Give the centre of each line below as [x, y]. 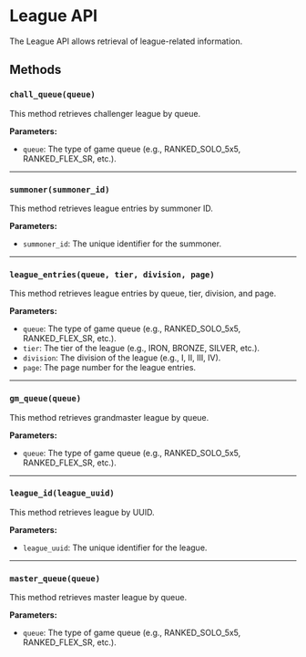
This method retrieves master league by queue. [98, 598]
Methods [36, 70]
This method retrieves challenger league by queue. [105, 113]
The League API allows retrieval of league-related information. [126, 41]
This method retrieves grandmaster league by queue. [109, 417]
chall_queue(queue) [52, 95]
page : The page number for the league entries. [109, 368]
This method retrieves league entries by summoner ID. [112, 208]
